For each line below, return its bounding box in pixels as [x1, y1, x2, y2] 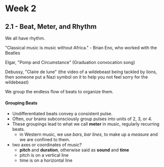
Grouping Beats [5, 100, 38, 105]
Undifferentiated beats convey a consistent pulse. [12, 111, 113, 117]
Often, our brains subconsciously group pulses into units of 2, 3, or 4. [12, 116, 153, 122]
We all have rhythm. [5, 35, 46, 41]
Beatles [5, 50, 21, 56]
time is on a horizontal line [19, 157, 72, 164]
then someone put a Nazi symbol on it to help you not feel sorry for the [5, 74, 148, 80]
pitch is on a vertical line [19, 152, 69, 158]
